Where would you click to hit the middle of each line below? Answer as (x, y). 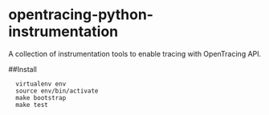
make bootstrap (41, 97)
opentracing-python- (81, 15)
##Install (23, 69)
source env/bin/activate (57, 91)
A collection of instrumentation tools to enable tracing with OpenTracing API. (135, 54)
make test (32, 105)
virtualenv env (41, 84)
